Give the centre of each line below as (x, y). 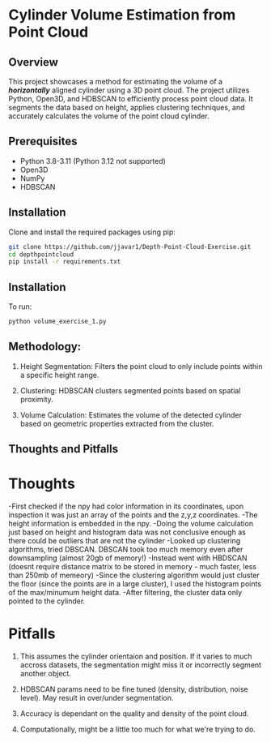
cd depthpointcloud (41, 254)
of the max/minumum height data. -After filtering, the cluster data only (125, 593)
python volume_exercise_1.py (57, 322)
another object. (45, 674)
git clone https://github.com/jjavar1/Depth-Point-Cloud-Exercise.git (130, 247)
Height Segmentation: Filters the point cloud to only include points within (141, 366)
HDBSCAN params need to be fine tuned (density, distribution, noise (134, 689)
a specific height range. (59, 375)
